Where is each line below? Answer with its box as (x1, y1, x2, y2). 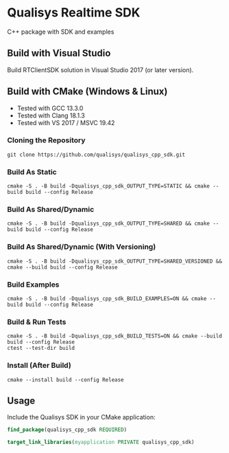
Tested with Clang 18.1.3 (16, 111, 86, 120)
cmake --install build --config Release (7, 376, 125, 383)
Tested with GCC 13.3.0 (16, 104, 84, 112)
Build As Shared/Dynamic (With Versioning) (7, 242, 156, 252)
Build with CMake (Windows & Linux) (7, 86, 168, 98)
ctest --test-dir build (7, 345, 75, 352)
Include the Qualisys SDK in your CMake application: (7, 413, 156, 421)
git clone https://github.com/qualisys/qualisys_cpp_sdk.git (7, 151, 186, 158)
